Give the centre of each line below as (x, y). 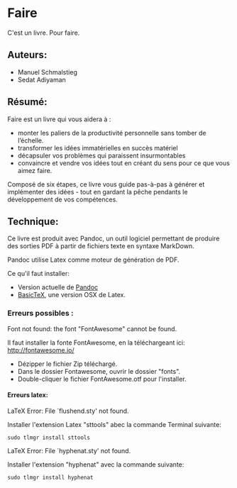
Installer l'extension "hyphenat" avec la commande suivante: (96, 464)
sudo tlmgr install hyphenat (50, 477)
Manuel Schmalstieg (48, 72)
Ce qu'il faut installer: (38, 274)
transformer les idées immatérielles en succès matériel (98, 148)
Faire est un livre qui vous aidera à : (59, 119)
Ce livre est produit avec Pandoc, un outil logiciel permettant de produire (114, 238)
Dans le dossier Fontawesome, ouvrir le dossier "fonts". (99, 371)
